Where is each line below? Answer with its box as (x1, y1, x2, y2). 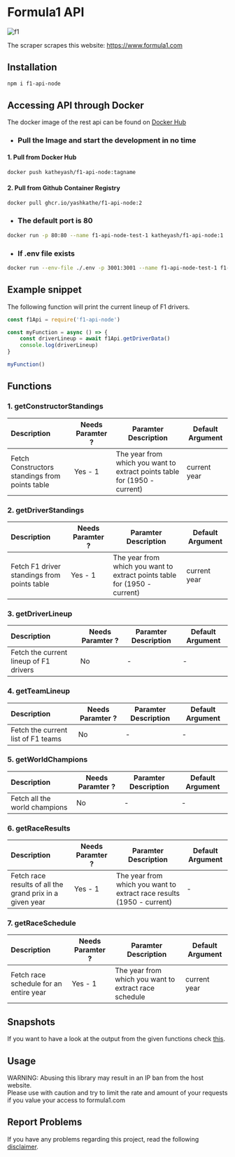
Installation (7, 61, 57, 74)
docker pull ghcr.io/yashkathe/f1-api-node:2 (7, 199, 142, 206)
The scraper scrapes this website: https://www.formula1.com (7, 41, 183, 49)
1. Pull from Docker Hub (7, 152, 77, 161)
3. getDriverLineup (7, 609, 73, 619)
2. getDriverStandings (7, 505, 85, 515)
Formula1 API (7, 4, 85, 20)
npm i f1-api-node (7, 80, 61, 87)
